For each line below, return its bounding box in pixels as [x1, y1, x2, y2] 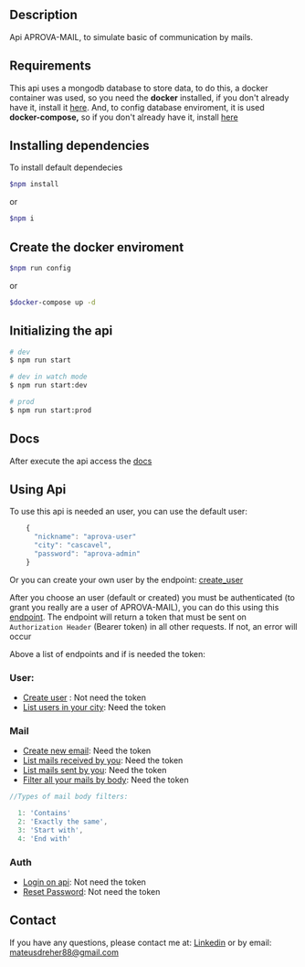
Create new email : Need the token [22, 745, 152, 757]
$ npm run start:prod [9, 406, 92, 415]
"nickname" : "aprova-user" [33, 532, 137, 542]
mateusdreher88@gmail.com [9, 946, 119, 958]
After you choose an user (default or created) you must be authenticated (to [9, 591, 295, 602]
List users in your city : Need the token [22, 702, 166, 713]
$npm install [9, 180, 59, 189]
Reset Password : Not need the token [22, 887, 161, 898]
